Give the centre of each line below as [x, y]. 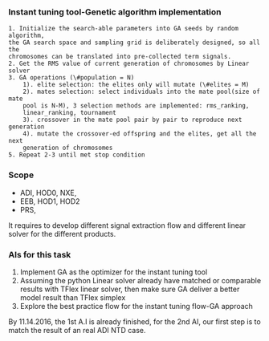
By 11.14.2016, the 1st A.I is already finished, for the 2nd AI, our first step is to [134, 321]
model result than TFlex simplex [73, 297]
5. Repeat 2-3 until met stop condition [77, 155]
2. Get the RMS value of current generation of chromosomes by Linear [129, 64]
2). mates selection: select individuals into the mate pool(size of [142, 92]
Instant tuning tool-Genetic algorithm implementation [115, 12]
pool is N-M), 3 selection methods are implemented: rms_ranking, [136, 106]
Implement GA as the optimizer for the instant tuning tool [114, 272]
